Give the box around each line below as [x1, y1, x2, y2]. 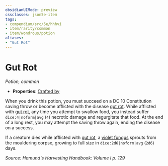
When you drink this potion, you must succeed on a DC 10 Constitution [5, 98, 152, 104]
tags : [5, 17, 17, 22]
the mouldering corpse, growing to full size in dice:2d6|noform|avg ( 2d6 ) [5, 139, 154, 146]
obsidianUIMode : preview [5, 7, 57, 13]
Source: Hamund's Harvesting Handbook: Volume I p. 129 [5, 154, 125, 161]
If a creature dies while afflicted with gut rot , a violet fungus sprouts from [5, 134, 157, 140]
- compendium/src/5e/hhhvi [5, 21, 62, 27]
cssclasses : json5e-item [5, 12, 57, 17]
